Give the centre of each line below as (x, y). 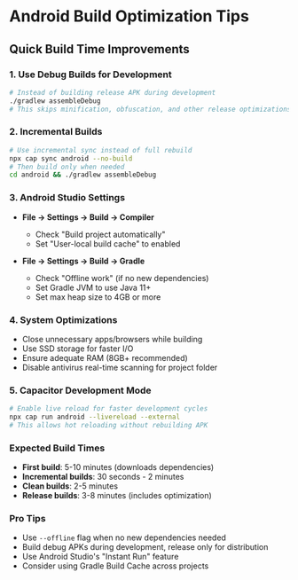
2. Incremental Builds (56, 132)
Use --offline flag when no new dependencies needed (124, 537)
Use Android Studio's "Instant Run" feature (100, 557)
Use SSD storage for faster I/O (78, 349)
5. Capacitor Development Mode (81, 390)
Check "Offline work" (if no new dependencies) (122, 278)
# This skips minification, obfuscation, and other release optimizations (150, 109)
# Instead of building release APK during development (113, 92)
